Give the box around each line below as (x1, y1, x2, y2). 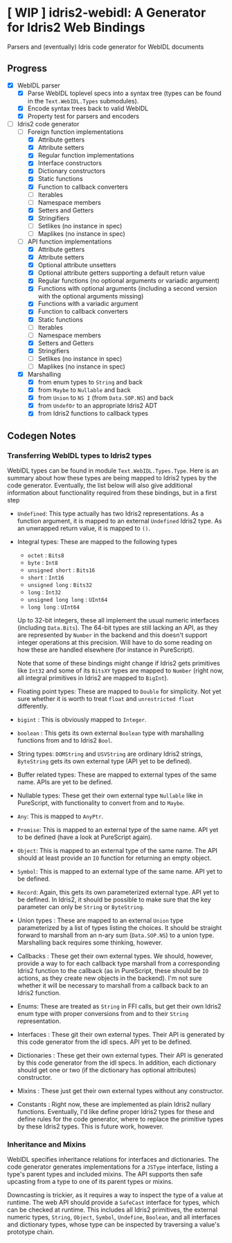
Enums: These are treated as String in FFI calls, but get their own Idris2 (17, 1002, 222, 1011)
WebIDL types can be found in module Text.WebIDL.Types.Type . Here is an (7, 466, 220, 475)
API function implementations (27, 237, 112, 246)
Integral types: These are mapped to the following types (17, 538, 178, 546)
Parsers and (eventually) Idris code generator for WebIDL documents (7, 42, 204, 51)
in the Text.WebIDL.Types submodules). (27, 96, 139, 105)
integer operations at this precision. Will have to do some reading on (17, 639, 213, 646)
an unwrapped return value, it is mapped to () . (17, 524, 150, 532)
